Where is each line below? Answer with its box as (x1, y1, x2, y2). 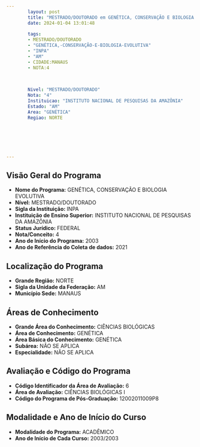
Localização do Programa (6, 261, 104, 271)
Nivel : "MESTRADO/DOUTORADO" (28, 87, 101, 93)
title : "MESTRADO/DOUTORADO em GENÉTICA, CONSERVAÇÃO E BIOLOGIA (28, 14, 195, 20)
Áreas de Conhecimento (6, 307, 99, 317)
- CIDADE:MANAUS (28, 59, 68, 65)
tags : (28, 31, 42, 37)
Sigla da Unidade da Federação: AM (14, 284, 106, 291)
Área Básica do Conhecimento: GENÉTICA (14, 336, 122, 343)
